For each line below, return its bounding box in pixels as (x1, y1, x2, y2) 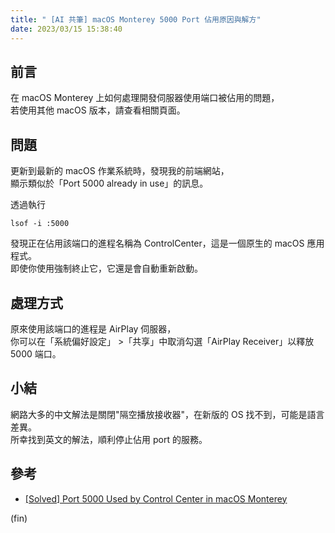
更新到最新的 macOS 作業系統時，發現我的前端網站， (10, 165, 230, 177)
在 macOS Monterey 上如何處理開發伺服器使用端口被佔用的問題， (10, 92, 280, 104)
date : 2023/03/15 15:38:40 (10, 24, 123, 34)
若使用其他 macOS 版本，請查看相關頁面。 (10, 104, 186, 116)
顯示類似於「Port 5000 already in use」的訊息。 (10, 177, 209, 190)
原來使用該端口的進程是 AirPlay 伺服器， (10, 322, 177, 335)
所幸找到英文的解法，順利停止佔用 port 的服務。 (10, 433, 208, 445)
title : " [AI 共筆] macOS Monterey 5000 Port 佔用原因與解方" (10, 14, 262, 25)
